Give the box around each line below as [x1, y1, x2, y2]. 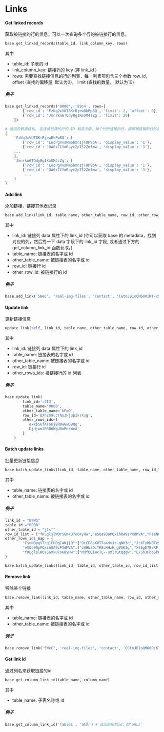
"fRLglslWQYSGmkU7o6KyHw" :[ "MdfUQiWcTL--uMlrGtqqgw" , [22, 550, 134, 555]
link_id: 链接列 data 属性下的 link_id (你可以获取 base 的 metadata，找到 [12, 233, 156, 238]
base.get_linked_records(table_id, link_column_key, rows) [5, 41, 128, 46]
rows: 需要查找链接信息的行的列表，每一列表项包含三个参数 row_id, [12, 73, 147, 79]
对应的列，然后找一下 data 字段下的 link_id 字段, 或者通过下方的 [12, 238, 140, 245]
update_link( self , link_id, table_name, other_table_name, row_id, [5, 326, 145, 331]
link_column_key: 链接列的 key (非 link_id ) [12, 67, 97, 73]
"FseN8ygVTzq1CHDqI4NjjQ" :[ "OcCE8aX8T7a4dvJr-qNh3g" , [22, 541, 134, 546]
